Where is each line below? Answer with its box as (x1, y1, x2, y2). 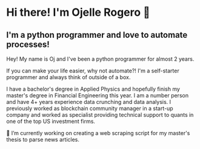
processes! (6, 39, 50, 49)
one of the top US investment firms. (6, 118, 96, 125)
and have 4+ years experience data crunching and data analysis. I (6, 99, 172, 105)
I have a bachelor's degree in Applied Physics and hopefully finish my (6, 85, 181, 92)
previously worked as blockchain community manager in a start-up (6, 105, 173, 112)
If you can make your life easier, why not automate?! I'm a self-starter (6, 67, 180, 74)
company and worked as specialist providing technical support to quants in (6, 111, 194, 118)
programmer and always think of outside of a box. (6, 74, 131, 81)
